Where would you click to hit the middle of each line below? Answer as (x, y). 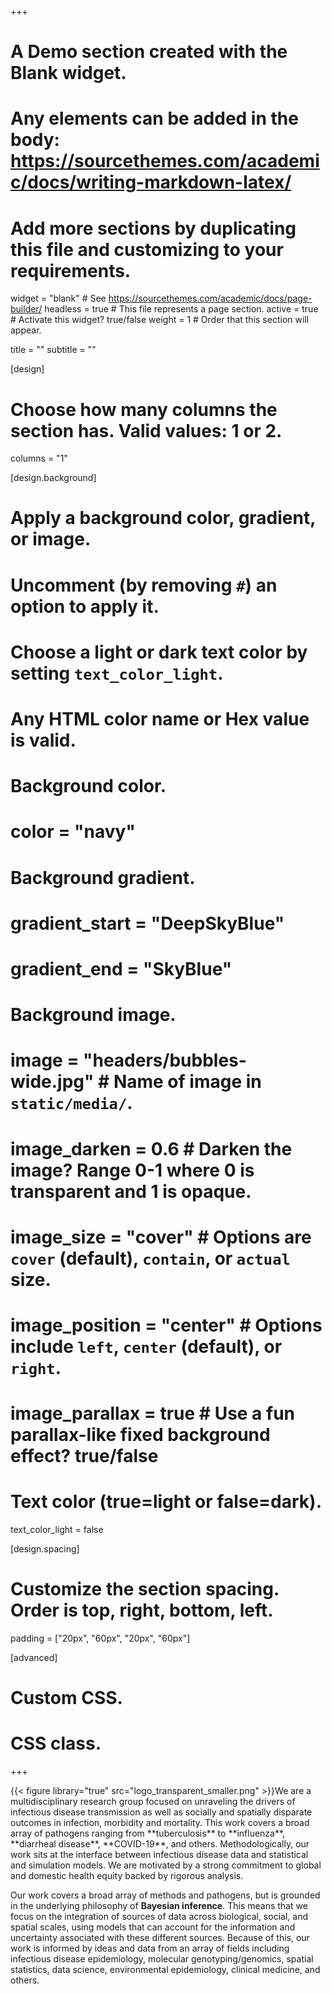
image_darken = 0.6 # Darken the (151, 1148)
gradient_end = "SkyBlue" (121, 968)
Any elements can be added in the (154, 118)
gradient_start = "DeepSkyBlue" (147, 923)
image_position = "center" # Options (166, 1325)
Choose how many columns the (144, 409)
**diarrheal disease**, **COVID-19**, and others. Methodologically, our (160, 1844)
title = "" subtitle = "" (53, 350)
